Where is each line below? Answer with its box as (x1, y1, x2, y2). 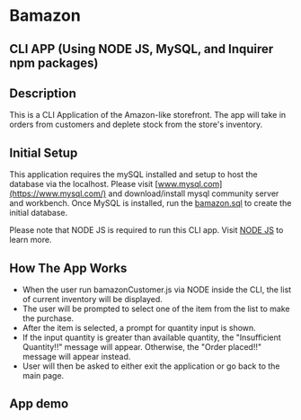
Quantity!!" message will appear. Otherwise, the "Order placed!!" (22, 342, 262, 353)
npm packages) (9, 55, 99, 70)
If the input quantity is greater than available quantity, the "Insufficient (22, 332, 281, 343)
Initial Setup (9, 145, 78, 160)
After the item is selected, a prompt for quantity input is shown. (22, 323, 256, 334)
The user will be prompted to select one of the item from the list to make (22, 303, 290, 315)
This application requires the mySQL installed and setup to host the (9, 169, 258, 180)
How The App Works (9, 260, 128, 275)
